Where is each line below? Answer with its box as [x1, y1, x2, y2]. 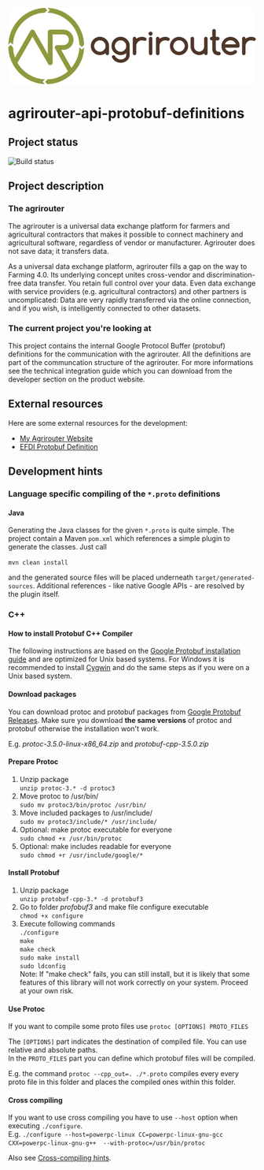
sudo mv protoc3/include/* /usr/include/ [19, 818, 157, 825]
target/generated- [195, 574, 255, 583]
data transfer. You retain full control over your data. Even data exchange [23, 278, 256, 288]
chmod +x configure [19, 911, 84, 920]
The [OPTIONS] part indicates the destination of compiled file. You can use [8, 1037, 247, 1046]
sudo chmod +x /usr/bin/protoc [19, 834, 123, 843]
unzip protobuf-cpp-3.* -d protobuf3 [19, 895, 144, 903]
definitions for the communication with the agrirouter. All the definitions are [8, 349, 251, 359]
